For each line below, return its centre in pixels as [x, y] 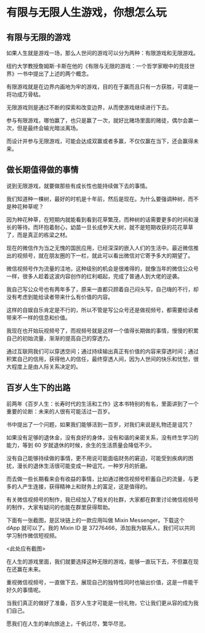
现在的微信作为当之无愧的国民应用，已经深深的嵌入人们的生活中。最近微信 [100, 248]
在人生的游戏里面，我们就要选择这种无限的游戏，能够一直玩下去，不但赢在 [100, 561]
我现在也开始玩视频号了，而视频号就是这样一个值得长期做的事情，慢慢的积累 [103, 330]
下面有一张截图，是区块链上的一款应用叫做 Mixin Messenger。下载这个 [95, 520]
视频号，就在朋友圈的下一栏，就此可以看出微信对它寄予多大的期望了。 [105, 256]
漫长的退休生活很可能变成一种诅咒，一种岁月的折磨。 [84, 466]
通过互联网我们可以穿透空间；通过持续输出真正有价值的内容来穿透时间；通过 [103, 351]
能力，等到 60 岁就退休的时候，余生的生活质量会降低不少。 [81, 445]
